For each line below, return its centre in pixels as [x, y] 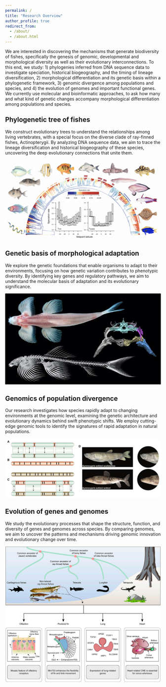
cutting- [148, 421]
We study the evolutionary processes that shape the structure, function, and [83, 523]
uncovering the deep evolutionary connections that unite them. [69, 153]
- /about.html [24, 37]
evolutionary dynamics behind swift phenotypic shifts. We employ [72, 421]
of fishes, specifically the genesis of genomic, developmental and [72, 57]
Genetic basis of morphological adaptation [72, 253]
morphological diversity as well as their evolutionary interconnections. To [80, 62]
